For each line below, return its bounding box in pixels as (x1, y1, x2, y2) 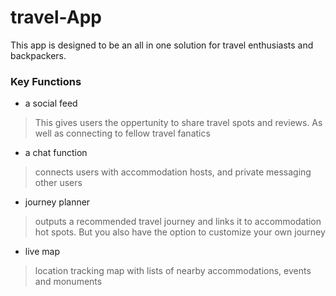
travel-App (10, 6, 102, 29)
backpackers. (10, 49, 67, 61)
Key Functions (10, 74, 82, 88)
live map (24, 246, 60, 258)
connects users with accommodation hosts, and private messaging (34, 166, 312, 178)
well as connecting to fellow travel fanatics (34, 127, 211, 140)
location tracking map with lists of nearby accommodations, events (34, 265, 312, 277)
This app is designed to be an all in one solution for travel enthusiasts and (10, 39, 314, 51)
